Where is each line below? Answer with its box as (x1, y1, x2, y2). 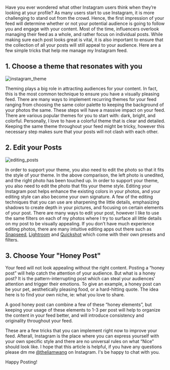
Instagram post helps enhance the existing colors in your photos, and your (5, 188, 161, 194)
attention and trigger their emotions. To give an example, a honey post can (5, 281, 161, 287)
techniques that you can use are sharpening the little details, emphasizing (5, 199, 160, 205)
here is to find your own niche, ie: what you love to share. (5, 292, 125, 298)
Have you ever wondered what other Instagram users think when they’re (5, 5, 156, 10)
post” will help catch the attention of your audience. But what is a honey (5, 270, 156, 276)
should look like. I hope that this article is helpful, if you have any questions (5, 344, 162, 350)
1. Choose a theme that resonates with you (5, 62, 143, 71)
